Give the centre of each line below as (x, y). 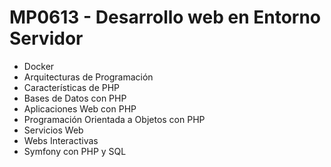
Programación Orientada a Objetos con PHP (114, 119)
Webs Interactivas (61, 140)
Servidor (46, 38)
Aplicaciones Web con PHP (80, 108)
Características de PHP (72, 87)
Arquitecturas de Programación (88, 77)
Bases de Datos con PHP (75, 98)
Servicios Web (53, 130)
